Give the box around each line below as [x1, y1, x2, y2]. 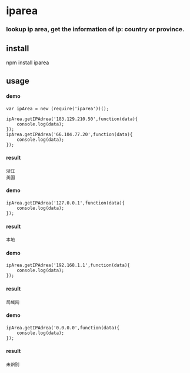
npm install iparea [6, 59, 49, 66]
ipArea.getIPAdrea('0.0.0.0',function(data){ [6, 325, 119, 331]
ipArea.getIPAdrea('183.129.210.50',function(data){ [6, 116, 138, 122]
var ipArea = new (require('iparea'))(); [6, 105, 109, 111]
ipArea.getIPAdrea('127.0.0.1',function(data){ [6, 200, 125, 206]
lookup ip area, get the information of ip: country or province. [6, 25, 185, 34]
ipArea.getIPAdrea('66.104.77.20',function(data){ [6, 131, 133, 137]
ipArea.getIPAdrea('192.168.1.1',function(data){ [6, 262, 131, 269]
